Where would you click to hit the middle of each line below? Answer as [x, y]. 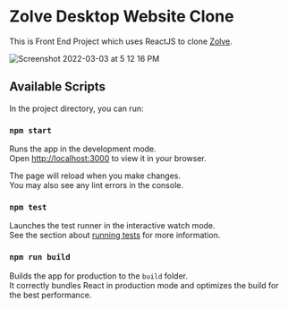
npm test [28, 207]
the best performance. [51, 295]
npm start [30, 130]
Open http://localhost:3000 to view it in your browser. [108, 159]
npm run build [40, 257]
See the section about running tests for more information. [115, 236]
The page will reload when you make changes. [95, 176]
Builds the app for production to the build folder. [99, 276]
